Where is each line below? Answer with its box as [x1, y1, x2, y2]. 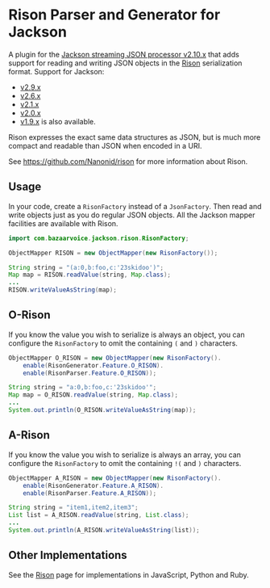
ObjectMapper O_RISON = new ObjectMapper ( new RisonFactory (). [8, 354, 222, 362]
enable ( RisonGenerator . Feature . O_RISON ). [23, 361, 164, 369]
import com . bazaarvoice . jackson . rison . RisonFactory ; [8, 234, 189, 242]
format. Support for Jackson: [8, 66, 105, 76]
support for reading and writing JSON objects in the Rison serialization [8, 58, 243, 68]
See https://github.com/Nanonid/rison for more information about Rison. [8, 156, 248, 166]
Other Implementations [8, 548, 127, 562]
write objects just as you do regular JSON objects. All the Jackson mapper [8, 210, 255, 220]
